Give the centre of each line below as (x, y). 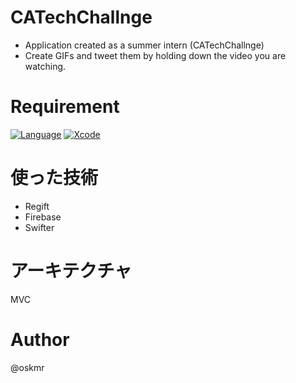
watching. (45, 66)
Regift (37, 206)
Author (40, 339)
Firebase (43, 217)
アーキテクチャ (71, 271)
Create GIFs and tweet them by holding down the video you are (155, 55)
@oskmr (27, 367)
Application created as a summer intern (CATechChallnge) (144, 45)
